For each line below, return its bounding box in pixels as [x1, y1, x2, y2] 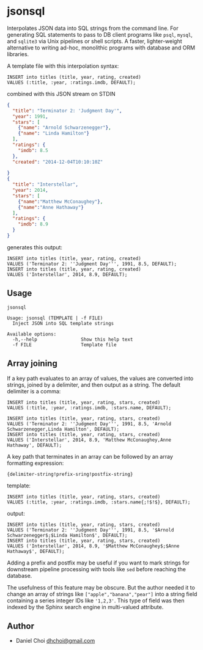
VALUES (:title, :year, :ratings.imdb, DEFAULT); [7, 79, 136, 86]
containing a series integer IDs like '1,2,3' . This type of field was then [7, 597, 185, 604]
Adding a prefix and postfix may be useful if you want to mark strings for [7, 559, 190, 566]
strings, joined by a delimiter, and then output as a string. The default [7, 381, 181, 389]
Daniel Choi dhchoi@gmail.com [15, 637, 95, 645]
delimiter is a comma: [7, 387, 61, 395]
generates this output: [7, 243, 63, 251]
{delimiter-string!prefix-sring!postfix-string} [7, 471, 133, 477]
